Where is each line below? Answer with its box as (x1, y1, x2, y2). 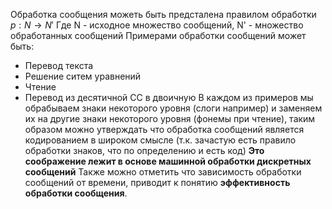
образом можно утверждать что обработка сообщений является (24, 124, 305, 135)
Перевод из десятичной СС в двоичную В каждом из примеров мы (24, 92, 314, 103)
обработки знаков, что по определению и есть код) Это (24, 145, 265, 156)
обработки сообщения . (24, 187, 128, 199)
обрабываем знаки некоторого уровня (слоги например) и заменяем (24, 102, 323, 114)
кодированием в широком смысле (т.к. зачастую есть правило (24, 134, 297, 146)
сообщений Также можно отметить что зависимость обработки (24, 166, 302, 178)
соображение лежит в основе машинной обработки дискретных (24, 155, 312, 167)
